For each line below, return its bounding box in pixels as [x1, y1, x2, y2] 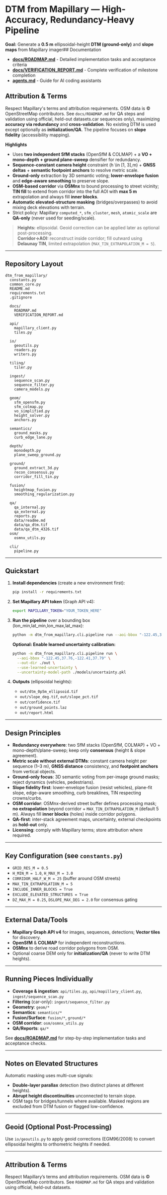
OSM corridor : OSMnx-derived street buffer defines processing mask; [12, 801, 157, 807]
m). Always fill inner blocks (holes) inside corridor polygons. [12, 811, 137, 817]
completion [12, 72, 36, 78]
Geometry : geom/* [12, 1004, 50, 1010]
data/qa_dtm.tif [14, 522, 48, 527]
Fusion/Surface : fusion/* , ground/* [12, 1015, 86, 1021]
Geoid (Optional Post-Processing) [5, 1123, 112, 1131]
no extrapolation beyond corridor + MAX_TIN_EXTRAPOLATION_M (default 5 [12, 806, 159, 812]
